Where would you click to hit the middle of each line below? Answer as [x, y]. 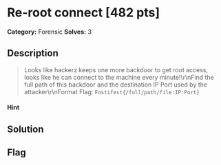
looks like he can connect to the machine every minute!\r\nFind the [119, 77]
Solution [25, 129]
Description [33, 53]
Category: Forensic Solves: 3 [49, 32]
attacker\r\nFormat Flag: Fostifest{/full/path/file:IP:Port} [112, 91]
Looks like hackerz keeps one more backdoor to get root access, [116, 69]
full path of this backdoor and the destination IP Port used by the [116, 85]
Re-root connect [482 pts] [84, 13]
